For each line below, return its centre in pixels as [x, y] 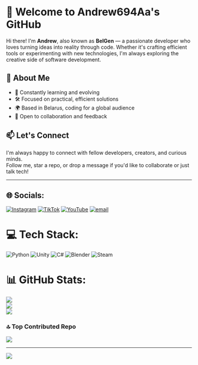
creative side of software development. [54, 59]
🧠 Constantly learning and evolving [57, 92]
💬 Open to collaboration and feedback [61, 116]
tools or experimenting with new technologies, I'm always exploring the [93, 53]
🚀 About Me [28, 78]
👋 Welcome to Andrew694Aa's [83, 12]
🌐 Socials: [25, 195]
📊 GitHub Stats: [46, 280]
